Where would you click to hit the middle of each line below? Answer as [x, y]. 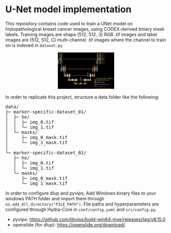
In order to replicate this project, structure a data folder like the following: [82, 97]
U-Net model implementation [68, 9]
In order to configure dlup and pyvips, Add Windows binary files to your [81, 193]
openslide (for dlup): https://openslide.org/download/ [69, 225]
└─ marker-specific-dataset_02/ [46, 153]
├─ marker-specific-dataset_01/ [46, 112]
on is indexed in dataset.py [34, 45]
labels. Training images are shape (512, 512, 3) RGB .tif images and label [81, 34]
